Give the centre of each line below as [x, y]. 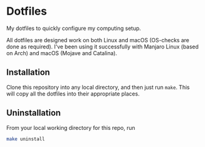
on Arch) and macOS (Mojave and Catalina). [62, 53]
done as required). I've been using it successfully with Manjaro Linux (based [102, 47]
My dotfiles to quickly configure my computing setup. [74, 28]
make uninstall [26, 139]
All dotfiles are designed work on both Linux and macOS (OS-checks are [98, 40]
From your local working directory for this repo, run [71, 127]
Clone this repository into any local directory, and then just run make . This [98, 87]
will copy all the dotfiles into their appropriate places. [73, 94]
